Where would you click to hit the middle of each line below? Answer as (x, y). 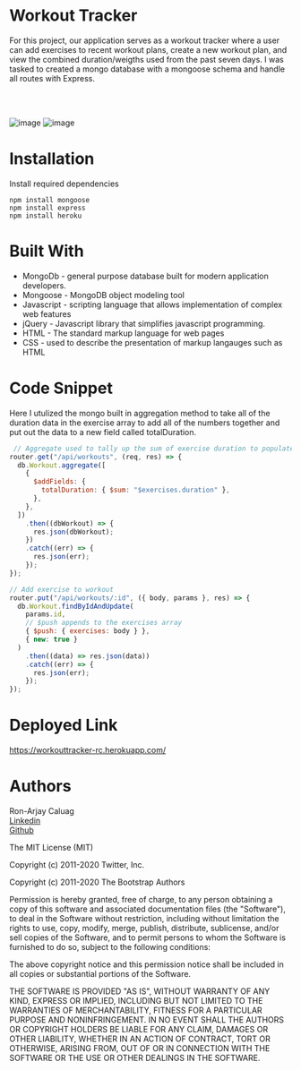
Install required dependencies (64, 184)
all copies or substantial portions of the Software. (100, 974)
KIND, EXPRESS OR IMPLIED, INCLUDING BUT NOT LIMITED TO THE (136, 1001)
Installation (52, 159)
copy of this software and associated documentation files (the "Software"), (148, 909)
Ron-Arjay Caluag (42, 811)
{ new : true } (52, 639)
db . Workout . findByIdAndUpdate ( (76, 606)
